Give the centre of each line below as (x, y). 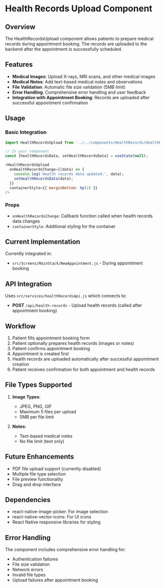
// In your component (27, 151)
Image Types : (26, 397)
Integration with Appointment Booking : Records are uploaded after (81, 97)
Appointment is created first (41, 354)
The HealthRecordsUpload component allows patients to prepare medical (79, 38)
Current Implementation (43, 241)
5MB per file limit (37, 417)
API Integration (29, 284)
